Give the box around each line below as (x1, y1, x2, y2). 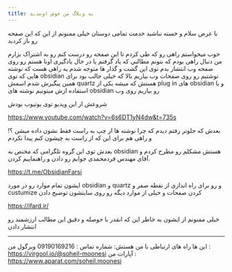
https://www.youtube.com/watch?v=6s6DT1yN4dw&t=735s (8, 113, 177, 121)
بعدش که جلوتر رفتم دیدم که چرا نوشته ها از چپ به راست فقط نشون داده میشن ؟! (8, 126, 221, 134)
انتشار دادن (8, 222, 37, 231)
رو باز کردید (8, 36, 38, 45)
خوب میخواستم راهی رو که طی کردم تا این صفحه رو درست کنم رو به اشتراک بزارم (8, 50, 220, 58)
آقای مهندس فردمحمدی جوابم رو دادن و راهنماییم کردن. (8, 154, 151, 163)
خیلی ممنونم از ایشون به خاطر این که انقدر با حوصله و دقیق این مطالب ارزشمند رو (8, 215, 220, 223)
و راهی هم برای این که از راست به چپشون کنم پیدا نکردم (8, 134, 152, 142)
